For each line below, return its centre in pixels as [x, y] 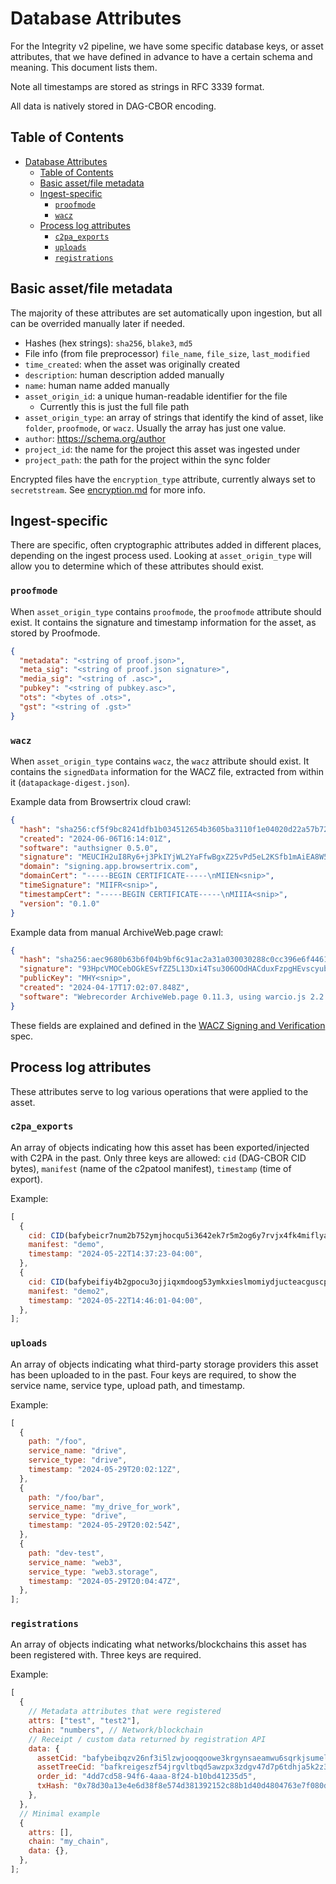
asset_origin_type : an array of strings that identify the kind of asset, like [174, 417]
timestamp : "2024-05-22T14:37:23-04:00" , [115, 1254]
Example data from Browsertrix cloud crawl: [101, 801]
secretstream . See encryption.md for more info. [108, 489]
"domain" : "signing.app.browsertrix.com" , [109, 867]
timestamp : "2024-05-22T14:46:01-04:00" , [115, 1300]
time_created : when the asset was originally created [132, 364]
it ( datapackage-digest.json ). [70, 782]
